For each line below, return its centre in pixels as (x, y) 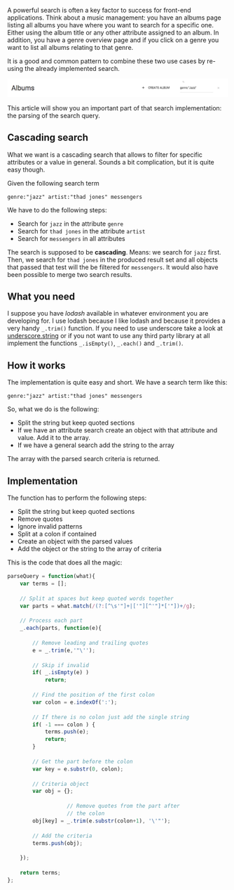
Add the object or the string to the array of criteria (90, 549)
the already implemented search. (72, 69)
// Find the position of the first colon (94, 695)
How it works (36, 365)
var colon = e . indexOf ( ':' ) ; (75, 702)
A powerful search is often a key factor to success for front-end (99, 10)
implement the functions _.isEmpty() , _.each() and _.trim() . (95, 343)
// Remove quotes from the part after (123, 806)
